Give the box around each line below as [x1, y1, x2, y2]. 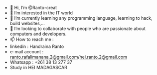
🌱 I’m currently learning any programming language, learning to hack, [9, 15, 153, 21]
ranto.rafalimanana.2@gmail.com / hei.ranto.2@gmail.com [9, 54, 127, 60]
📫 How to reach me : [9, 37, 54, 42]
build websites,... [9, 20, 45, 26]
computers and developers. [9, 31, 67, 37]
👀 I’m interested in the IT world [9, 10, 73, 16]
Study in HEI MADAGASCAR [9, 65, 67, 70]
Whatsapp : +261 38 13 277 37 [9, 59, 72, 65]
